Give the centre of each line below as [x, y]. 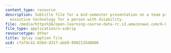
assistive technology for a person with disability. [67, 19]
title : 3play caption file [34, 38]
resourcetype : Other [27, 33]
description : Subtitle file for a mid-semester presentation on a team [83, 15]
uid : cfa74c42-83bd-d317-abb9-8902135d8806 [52, 43]
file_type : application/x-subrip [41, 29]
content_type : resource [31, 10]
